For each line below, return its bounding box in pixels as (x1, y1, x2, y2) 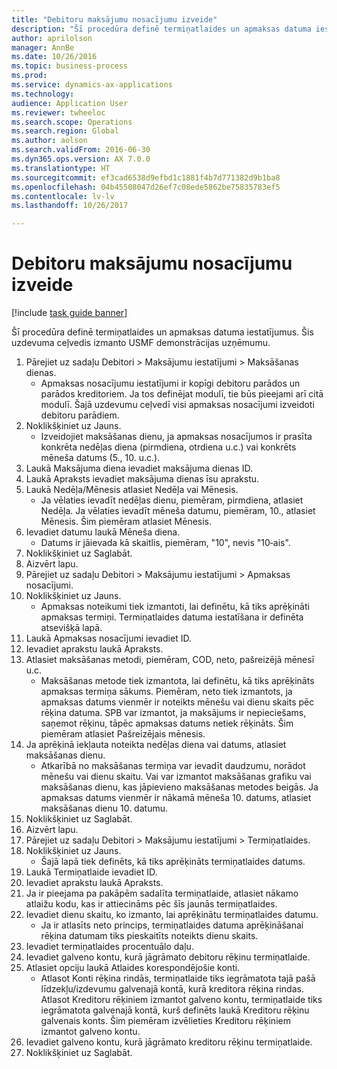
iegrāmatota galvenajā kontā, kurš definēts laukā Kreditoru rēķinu (40, 1004, 310, 1016)
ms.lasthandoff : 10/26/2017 (11, 201, 129, 211)
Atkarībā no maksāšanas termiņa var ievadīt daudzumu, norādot (40, 760, 306, 772)
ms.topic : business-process (11, 61, 129, 71)
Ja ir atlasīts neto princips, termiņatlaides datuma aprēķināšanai (40, 919, 304, 931)
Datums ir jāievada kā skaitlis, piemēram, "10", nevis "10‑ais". (40, 537, 291, 549)
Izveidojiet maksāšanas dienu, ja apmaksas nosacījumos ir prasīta (40, 431, 313, 443)
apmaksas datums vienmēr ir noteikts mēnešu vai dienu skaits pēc (40, 696, 315, 708)
